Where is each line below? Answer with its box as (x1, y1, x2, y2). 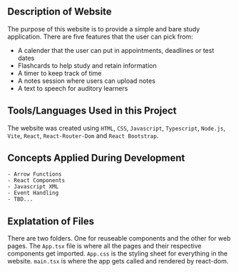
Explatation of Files (7, 215, 95, 227)
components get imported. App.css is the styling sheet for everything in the (7, 249, 228, 258)
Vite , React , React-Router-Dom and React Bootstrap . (7, 131, 159, 140)
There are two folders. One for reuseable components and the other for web (7, 234, 232, 243)
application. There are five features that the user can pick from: (7, 32, 194, 41)
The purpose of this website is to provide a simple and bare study (7, 24, 200, 33)
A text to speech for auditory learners (17, 84, 128, 92)
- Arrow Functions (7, 171, 62, 178)
